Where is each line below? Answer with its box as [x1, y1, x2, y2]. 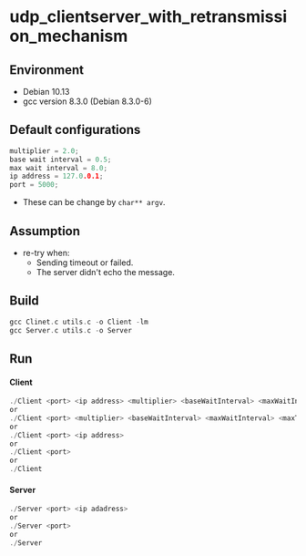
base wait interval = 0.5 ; [9, 155, 112, 164]
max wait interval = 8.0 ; [9, 163, 107, 172]
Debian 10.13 [22, 87, 70, 97]
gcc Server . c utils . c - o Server [9, 325, 132, 335]
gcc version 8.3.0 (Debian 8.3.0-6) [22, 96, 152, 107]
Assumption [9, 223, 80, 239]
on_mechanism [9, 26, 128, 46]
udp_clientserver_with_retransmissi [9, 6, 288, 27]
